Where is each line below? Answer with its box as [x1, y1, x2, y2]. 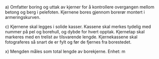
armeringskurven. [5, 15, 41, 20]
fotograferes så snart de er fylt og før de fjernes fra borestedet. [5, 39, 132, 45]
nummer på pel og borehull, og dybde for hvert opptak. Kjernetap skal [5, 29, 145, 34]
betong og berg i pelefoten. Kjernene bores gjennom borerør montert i [5, 9, 145, 15]
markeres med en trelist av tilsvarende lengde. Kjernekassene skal [5, 34, 138, 40]
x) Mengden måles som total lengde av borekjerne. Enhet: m [5, 48, 126, 54]
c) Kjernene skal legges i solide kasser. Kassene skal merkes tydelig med [5, 24, 151, 29]
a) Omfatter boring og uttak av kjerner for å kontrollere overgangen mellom [5, 4, 155, 10]
